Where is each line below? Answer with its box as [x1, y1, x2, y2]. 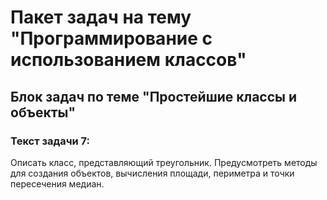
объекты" [10, 104, 77, 121]
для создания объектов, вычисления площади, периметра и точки [10, 167, 295, 179]
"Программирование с [10, 27, 213, 50]
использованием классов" [10, 49, 247, 71]
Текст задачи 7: [10, 134, 91, 148]
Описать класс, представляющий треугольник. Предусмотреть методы [10, 156, 318, 168]
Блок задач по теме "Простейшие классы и [10, 88, 298, 105]
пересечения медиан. [10, 177, 105, 190]
